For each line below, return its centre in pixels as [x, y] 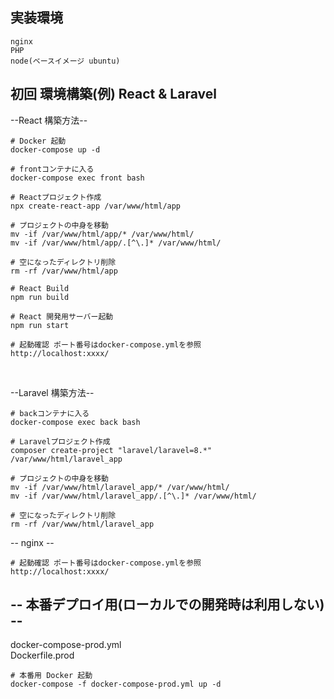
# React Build [40, 288]
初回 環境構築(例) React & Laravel [113, 94]
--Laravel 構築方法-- [52, 392]
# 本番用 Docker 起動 [51, 676]
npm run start [40, 325]
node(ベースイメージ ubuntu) [65, 61]
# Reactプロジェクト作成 [56, 197]
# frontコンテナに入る [52, 169]
